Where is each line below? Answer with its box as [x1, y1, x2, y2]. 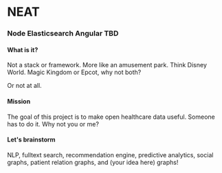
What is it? [7, 45, 38, 54]
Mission [7, 97, 31, 105]
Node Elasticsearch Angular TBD [7, 29, 119, 38]
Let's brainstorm [7, 135, 56, 144]
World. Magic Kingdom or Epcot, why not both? [7, 68, 142, 76]
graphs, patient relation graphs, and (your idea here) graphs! [7, 158, 179, 166]
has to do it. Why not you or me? [7, 119, 100, 128]
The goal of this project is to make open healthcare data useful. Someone [7, 113, 215, 121]
